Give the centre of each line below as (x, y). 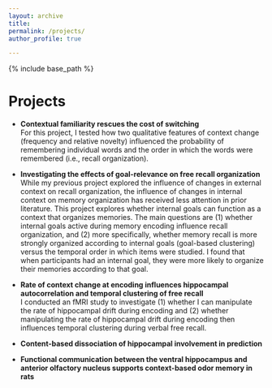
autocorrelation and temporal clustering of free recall (112, 294)
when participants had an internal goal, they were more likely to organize (142, 261)
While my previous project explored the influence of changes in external (140, 183)
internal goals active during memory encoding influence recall (124, 226)
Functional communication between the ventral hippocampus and (134, 360)
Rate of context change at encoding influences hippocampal (124, 285)
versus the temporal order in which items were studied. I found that (132, 252)
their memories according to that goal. (84, 269)
